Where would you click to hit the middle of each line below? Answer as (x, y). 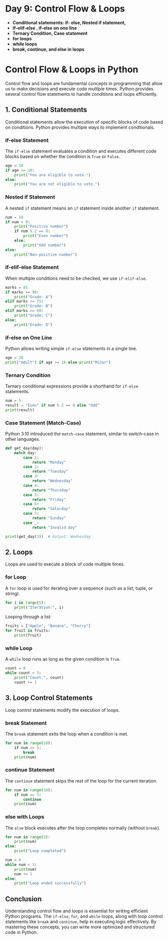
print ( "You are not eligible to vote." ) (57, 184)
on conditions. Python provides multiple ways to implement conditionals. (80, 127)
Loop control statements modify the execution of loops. (62, 710)
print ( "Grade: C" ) (33, 316)
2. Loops (19, 552)
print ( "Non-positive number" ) (46, 254)
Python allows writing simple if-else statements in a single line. (71, 348)
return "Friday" (49, 499)
